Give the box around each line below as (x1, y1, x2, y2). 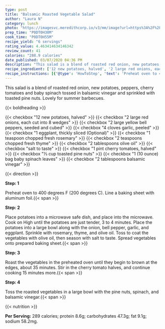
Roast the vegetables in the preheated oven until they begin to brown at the (5, 259, 158, 265)
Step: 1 (5, 180, 20, 186)
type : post (5, 7, 27, 12)
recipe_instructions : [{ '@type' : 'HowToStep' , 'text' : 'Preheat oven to (5, 71, 157, 76)
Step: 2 (5, 205, 21, 210)
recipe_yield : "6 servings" (5, 39, 63, 44)
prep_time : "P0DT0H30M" (5, 30, 54, 35)
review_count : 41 (5, 48, 41, 53)
